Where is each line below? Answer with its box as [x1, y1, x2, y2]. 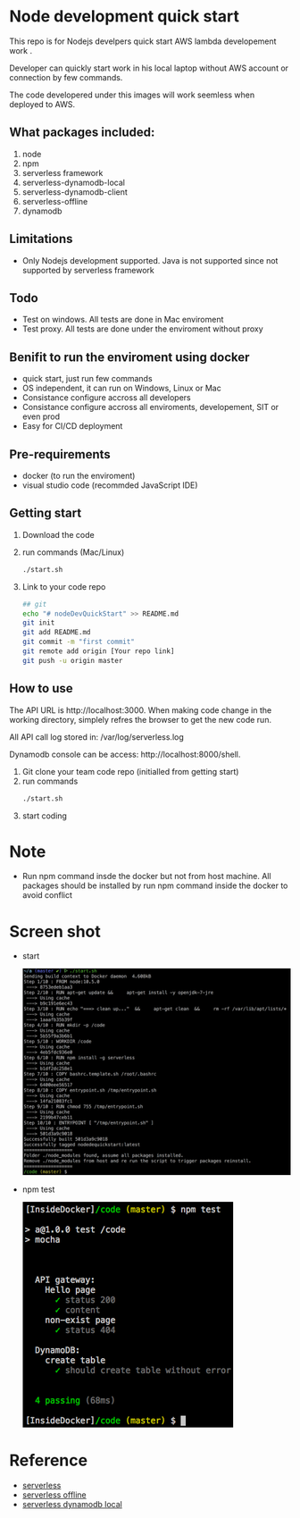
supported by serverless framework [21, 264, 154, 275]
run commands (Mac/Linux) [21, 547, 125, 558]
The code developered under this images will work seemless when [9, 89, 255, 100]
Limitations [9, 231, 73, 247]
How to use [9, 681, 73, 696]
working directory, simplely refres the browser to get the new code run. [9, 714, 272, 725]
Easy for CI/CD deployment [21, 421, 123, 432]
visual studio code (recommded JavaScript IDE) [21, 480, 198, 491]
